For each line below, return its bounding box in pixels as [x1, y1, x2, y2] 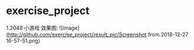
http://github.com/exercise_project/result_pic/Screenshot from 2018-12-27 [8, 31, 189, 38]
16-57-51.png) [6, 37, 41, 44]
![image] [59, 24, 80, 31]
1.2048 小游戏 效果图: [6, 24, 58, 31]
